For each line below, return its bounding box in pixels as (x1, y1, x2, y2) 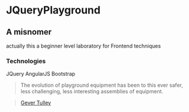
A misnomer (6, 27, 52, 37)
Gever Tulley (20, 99, 51, 106)
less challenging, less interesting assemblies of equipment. (20, 88, 163, 95)
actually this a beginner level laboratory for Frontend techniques (6, 42, 161, 49)
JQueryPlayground (6, 4, 101, 17)
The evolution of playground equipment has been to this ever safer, (20, 82, 183, 89)
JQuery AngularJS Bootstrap (6, 70, 75, 77)
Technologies (6, 57, 46, 65)
